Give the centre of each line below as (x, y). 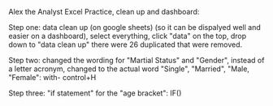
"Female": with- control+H (52, 77)
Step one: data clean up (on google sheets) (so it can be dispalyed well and (135, 27)
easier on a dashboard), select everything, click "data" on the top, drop (128, 36)
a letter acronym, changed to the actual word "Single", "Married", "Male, (129, 69)
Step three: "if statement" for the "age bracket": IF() (95, 93)
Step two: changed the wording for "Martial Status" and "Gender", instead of (136, 60)
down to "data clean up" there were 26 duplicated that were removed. (126, 45)
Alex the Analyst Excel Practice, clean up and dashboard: (104, 12)
